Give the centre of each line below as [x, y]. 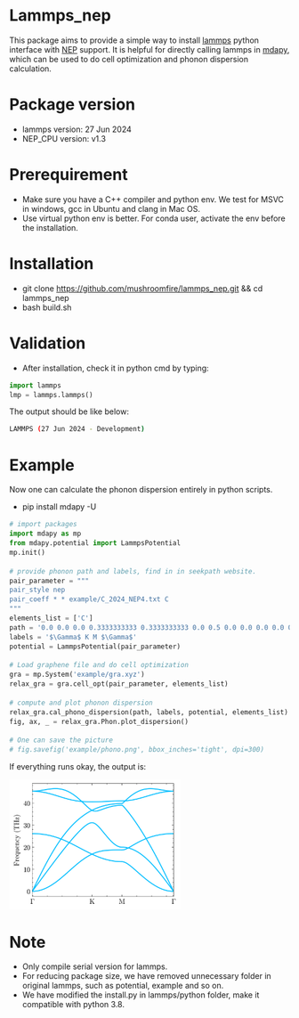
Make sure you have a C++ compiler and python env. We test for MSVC [153, 199]
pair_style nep [37, 590]
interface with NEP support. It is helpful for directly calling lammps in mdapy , [149, 49]
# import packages [43, 525]
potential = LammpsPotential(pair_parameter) [95, 647]
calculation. [30, 69]
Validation [48, 343]
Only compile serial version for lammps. [95, 966]
